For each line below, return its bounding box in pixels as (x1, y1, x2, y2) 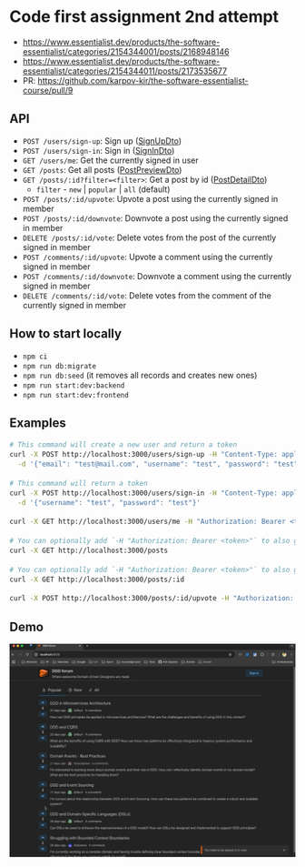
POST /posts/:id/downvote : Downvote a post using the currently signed (22, 212, 289, 224)
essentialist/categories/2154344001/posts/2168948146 (22, 45, 230, 56)
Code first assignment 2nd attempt (9, 6, 280, 27)
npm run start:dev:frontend (22, 390, 129, 399)
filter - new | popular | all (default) (35, 184, 171, 195)
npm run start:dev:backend (22, 380, 125, 390)
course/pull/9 (22, 85, 74, 96)
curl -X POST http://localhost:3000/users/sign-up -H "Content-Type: (9, 450, 279, 459)
